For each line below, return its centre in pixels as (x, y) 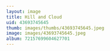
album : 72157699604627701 (38, 39)
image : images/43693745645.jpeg (46, 33)
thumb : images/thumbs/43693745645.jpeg (55, 28)
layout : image (24, 11)
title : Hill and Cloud (34, 17)
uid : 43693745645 (27, 22)
